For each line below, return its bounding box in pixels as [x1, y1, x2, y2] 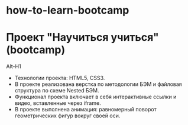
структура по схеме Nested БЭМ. [14, 87, 99, 94]
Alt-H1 [6, 63, 22, 70]
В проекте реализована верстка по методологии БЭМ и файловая [14, 81, 182, 88]
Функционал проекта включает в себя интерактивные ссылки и [14, 93, 177, 101]
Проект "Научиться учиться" [6, 31, 159, 44]
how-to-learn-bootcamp [6, 4, 129, 17]
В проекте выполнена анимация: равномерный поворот [14, 106, 157, 113]
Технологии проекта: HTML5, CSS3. [14, 75, 105, 82]
